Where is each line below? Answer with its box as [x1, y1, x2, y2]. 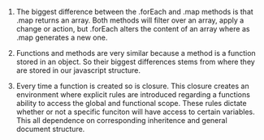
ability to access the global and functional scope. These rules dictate [15, 99, 247, 108]
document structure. [15, 125, 85, 134]
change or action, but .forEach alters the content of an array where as [15, 24, 250, 33]
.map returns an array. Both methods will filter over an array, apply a [15, 15, 245, 25]
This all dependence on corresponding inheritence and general [15, 116, 227, 125]
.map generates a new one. [15, 32, 108, 42]
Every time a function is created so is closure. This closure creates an [15, 81, 249, 91]
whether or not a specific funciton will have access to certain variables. [15, 107, 256, 117]
